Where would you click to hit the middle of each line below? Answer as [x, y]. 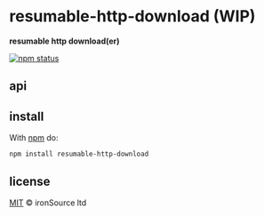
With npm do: [34, 138]
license [30, 181]
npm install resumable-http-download [79, 154]
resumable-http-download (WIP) [132, 16]
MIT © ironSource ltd [48, 203]
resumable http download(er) [64, 41]
